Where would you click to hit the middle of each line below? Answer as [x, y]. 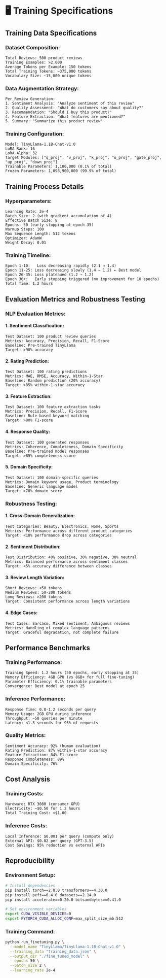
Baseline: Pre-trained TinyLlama [40, 345]
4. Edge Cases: [22, 613]
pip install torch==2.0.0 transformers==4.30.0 [56, 890]
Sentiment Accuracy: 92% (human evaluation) [53, 746]
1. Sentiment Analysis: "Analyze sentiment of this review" [70, 104]
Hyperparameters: [29, 201]
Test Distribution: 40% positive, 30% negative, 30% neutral [71, 557]
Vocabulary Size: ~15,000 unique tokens [49, 76]
